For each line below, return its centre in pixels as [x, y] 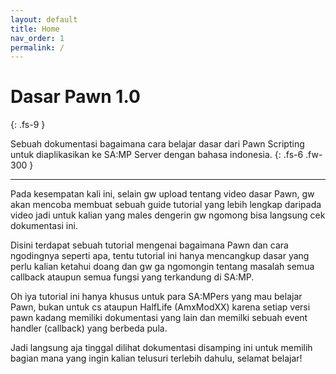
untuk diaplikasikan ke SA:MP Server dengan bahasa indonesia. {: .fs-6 [157, 155]
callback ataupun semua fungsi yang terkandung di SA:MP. [132, 277]
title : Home [35, 29]
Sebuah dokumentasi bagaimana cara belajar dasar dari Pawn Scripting [157, 144]
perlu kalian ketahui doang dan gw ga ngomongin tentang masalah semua [162, 267]
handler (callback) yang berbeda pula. [89, 328]
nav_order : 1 [37, 38]
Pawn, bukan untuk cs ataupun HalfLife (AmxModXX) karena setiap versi [160, 307]
